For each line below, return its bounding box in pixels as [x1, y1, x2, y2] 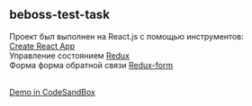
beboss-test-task [9, 7, 111, 22]
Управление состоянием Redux [9, 49, 130, 61]
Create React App [9, 40, 76, 51]
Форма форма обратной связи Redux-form [9, 59, 174, 70]
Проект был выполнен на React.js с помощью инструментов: [9, 31, 245, 41]
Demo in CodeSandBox [9, 86, 96, 97]
